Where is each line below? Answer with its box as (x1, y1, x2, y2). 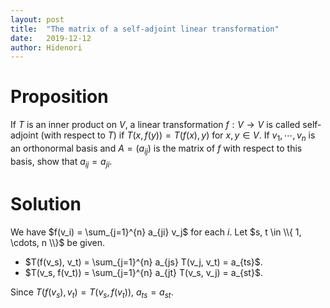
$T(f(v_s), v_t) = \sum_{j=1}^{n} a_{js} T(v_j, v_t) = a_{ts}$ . (24, 256, 263, 268)
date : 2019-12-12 (10, 33, 92, 43)
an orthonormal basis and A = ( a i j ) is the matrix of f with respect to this (10, 142, 303, 156)
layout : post (10, 14, 65, 25)
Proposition (10, 86, 109, 108)
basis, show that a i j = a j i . (10, 155, 113, 170)
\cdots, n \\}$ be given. (10, 236, 106, 248)
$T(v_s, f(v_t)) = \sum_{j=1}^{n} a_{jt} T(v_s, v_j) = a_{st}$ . (24, 266, 263, 278)
